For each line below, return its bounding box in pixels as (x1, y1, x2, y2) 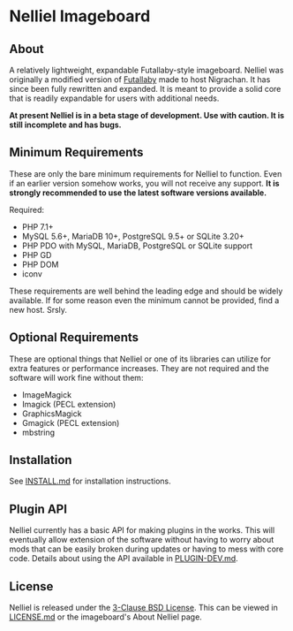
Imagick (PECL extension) (21, 399, 116, 409)
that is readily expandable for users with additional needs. (9, 93, 220, 103)
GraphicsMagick (21, 408, 82, 419)
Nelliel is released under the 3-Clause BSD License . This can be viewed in (9, 603, 278, 613)
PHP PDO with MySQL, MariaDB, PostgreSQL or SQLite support (21, 240, 253, 251)
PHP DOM (21, 259, 59, 270)
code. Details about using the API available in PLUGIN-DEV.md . (9, 553, 238, 564)
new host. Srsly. (9, 304, 68, 315)
